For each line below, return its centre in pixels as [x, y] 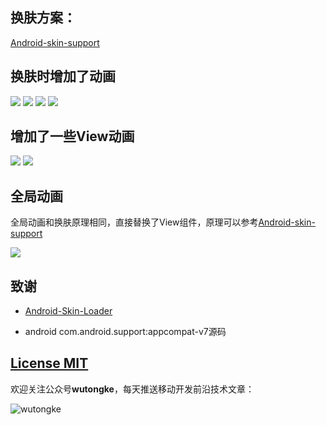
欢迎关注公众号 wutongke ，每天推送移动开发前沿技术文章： [132, 389]
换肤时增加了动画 [63, 76]
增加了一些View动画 [72, 136]
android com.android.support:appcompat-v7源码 [125, 332]
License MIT [49, 363]
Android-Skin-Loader [68, 311]
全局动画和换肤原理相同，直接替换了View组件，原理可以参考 [134, 222]
